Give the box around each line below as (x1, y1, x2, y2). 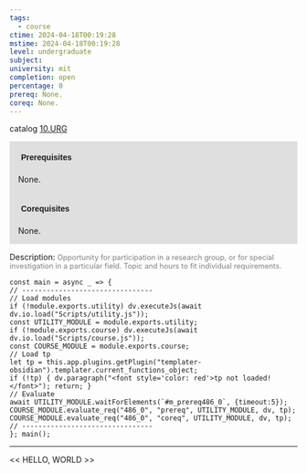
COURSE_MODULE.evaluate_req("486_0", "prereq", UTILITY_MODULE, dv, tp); (9, 406, 297, 416)
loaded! (242, 374, 272, 384)
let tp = (9, 358, 43, 367)
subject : (9, 56, 43, 65)
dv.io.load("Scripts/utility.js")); (9, 310, 149, 320)
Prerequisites (21, 153, 72, 163)
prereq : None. (9, 90, 64, 99)
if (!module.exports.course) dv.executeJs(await (9, 326, 198, 335)
